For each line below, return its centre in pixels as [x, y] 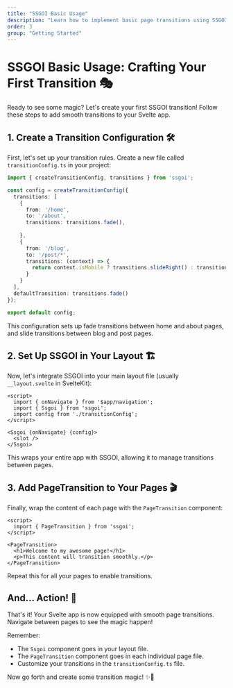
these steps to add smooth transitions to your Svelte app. [89, 115]
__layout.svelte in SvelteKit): [50, 383]
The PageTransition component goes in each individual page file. [111, 656]
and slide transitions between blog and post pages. [80, 333]
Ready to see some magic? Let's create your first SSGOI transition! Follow [112, 108]
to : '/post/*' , [48, 255]
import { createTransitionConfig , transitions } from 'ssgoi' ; [101, 178]
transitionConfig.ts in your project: [59, 165]
